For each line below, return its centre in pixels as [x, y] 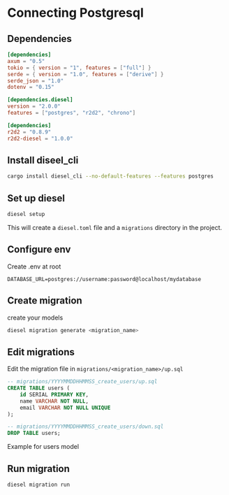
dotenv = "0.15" [31, 87]
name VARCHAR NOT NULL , [54, 401]
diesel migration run [39, 485]
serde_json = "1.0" [36, 81]
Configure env [39, 250]
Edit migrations [41, 352]
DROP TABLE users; [34, 433]
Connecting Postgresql [76, 13]
